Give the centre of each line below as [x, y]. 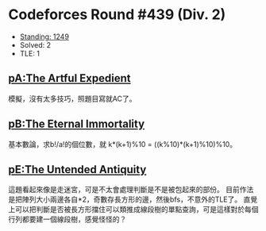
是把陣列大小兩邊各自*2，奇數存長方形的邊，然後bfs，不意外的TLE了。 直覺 [133, 199]
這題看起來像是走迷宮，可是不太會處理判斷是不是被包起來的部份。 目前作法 [131, 190]
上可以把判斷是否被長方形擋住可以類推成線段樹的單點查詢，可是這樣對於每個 [133, 210]
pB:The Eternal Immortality [77, 124]
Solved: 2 [35, 44]
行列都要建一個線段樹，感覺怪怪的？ [67, 219]
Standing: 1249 [44, 37]
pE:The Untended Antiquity [77, 169]
